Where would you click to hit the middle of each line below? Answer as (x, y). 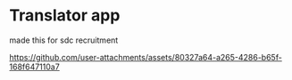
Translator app (65, 16)
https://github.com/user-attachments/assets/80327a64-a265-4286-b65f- (146, 57)
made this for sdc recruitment (64, 40)
